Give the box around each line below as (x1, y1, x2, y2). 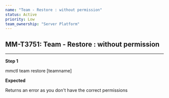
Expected (5, 77, 26, 83)
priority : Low (5, 17, 35, 22)
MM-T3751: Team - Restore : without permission (5, 40, 160, 48)
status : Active (5, 12, 37, 17)
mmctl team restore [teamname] (5, 68, 72, 74)
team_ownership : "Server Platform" (5, 21, 80, 27)
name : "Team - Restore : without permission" (5, 7, 102, 13)
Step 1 (5, 58, 19, 64)
